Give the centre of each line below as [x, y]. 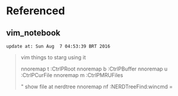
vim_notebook [33, 33]
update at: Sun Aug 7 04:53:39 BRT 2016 [58, 46]
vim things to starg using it [53, 57]
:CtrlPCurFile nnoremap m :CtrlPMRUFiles [72, 75]
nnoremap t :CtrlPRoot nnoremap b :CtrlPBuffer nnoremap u [94, 69]
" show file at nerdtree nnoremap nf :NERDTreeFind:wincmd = [97, 87]
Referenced [36, 11]
